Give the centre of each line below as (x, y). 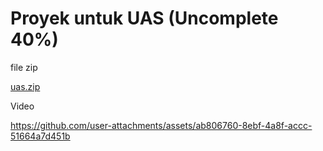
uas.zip (25, 86)
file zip (24, 67)
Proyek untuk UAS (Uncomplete (144, 18)
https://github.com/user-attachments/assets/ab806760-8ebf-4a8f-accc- (161, 125)
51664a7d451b (40, 136)
